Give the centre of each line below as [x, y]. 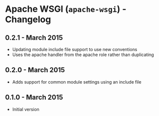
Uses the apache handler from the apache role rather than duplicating [83, 55]
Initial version [26, 109]
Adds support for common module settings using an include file [77, 82]
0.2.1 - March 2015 [34, 38]
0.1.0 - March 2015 [34, 98]
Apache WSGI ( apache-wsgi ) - [66, 9]
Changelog [28, 19]
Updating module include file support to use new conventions [75, 49]
